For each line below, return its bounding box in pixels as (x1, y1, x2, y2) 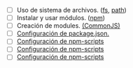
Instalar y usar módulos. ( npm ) (16, 14, 106, 22)
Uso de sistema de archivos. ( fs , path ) (16, 6, 127, 14)
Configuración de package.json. (16, 29, 110, 37)
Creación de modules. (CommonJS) (16, 22, 120, 30)
